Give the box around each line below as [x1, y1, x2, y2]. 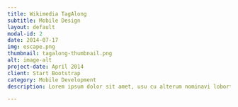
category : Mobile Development [7, 76, 97, 84]
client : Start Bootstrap [7, 69, 81, 77]
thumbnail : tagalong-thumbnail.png [7, 50, 113, 57]
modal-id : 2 [7, 30, 42, 38]
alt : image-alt [7, 57, 52, 64]
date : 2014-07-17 [7, 37, 59, 44]
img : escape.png [7, 43, 55, 50]
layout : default [7, 23, 55, 30]
